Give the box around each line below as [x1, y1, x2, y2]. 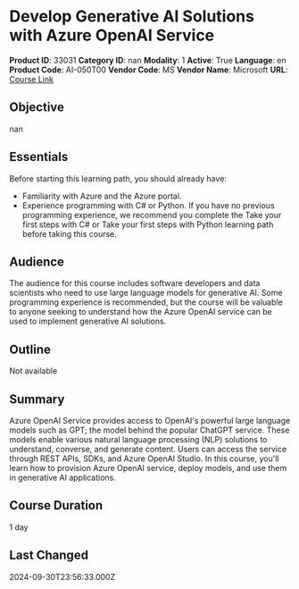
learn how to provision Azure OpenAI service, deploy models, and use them [9, 463, 287, 473]
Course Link [9, 73, 54, 84]
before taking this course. [21, 228, 118, 239]
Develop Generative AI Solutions [9, 6, 254, 27]
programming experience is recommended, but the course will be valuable [9, 297, 283, 307]
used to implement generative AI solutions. [9, 316, 167, 327]
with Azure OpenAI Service [9, 25, 215, 46]
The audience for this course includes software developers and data [9, 278, 261, 289]
